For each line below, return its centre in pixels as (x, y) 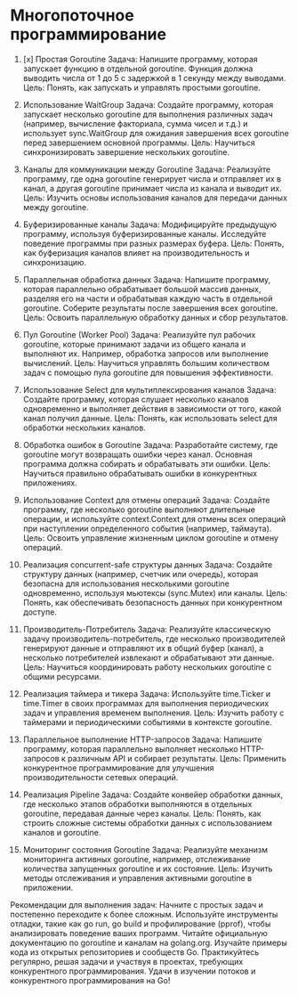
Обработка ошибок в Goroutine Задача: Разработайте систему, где (150, 444)
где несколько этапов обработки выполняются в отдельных (137, 803)
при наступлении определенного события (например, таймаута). (147, 528)
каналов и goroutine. (62, 832)
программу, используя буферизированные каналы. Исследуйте (145, 233)
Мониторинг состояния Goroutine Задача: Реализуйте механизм (145, 849)
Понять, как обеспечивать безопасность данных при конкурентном (153, 602)
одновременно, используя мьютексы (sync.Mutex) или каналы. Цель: (155, 592)
